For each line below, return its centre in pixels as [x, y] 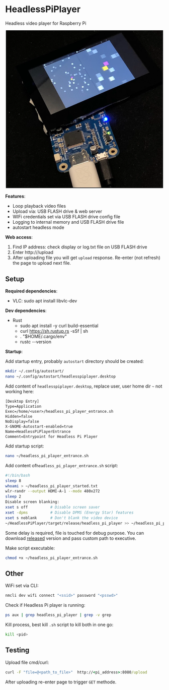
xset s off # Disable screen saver [53, 508]
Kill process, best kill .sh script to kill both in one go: [59, 624]
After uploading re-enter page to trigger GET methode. [61, 682]
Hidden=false [19, 416]
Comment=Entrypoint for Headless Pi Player [52, 436]
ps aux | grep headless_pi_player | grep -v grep [58, 615]
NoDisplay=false [22, 421]
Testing [17, 650]
